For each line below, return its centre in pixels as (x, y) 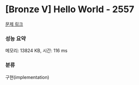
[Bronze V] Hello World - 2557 (70, 9)
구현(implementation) (27, 77)
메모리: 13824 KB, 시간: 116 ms (36, 51)
